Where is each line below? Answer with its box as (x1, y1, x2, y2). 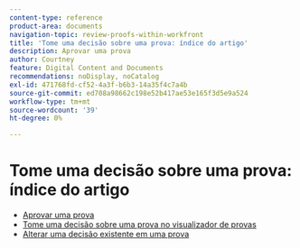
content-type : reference (9, 13, 103, 23)
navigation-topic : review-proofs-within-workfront (9, 30, 204, 39)
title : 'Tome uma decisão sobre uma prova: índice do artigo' (9, 38, 248, 48)
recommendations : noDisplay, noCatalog (9, 72, 160, 81)
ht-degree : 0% (9, 114, 63, 123)
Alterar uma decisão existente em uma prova (22, 229, 190, 240)
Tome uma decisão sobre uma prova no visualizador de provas (22, 219, 258, 230)
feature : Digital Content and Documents (9, 64, 164, 73)
